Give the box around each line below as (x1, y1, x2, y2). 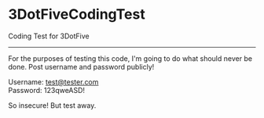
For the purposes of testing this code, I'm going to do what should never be (8, 53, 253, 63)
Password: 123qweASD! (8, 85, 85, 95)
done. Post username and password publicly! (8, 62, 155, 71)
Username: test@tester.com (8, 77, 99, 87)
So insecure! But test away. (8, 100, 97, 110)
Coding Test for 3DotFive (8, 31, 90, 41)
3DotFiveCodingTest (8, 5, 145, 23)
